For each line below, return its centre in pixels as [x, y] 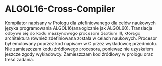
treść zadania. [20, 59]
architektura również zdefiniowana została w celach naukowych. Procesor [81, 38]
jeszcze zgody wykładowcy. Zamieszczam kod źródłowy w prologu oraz [79, 54]
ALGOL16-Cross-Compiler [60, 9]
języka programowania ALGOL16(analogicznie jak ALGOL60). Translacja [79, 28]
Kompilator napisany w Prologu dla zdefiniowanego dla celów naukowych [80, 23]
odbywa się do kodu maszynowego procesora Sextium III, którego [73, 33]
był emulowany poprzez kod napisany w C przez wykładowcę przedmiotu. [81, 43]
